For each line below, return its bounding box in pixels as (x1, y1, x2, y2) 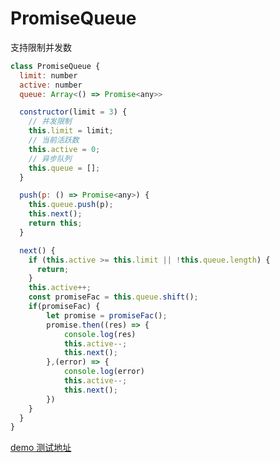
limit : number (19, 70, 78, 81)
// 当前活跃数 (28, 135, 80, 146)
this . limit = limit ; (28, 126, 114, 136)
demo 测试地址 (10, 442, 72, 454)
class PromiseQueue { (10, 61, 101, 71)
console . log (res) (63, 329, 137, 339)
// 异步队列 (28, 153, 72, 164)
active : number (19, 80, 83, 90)
